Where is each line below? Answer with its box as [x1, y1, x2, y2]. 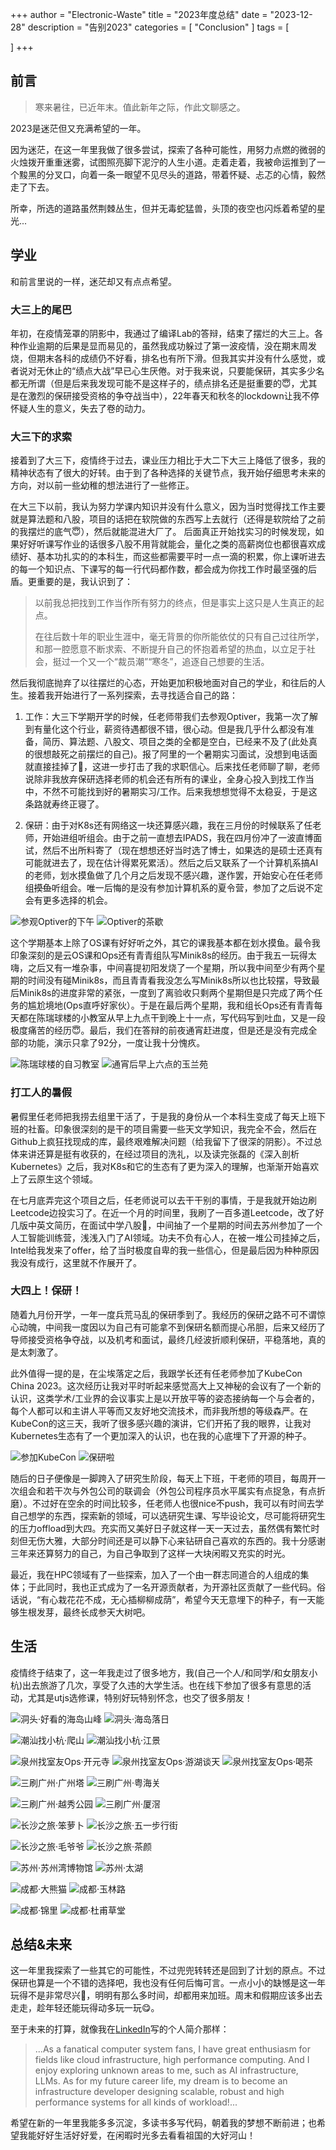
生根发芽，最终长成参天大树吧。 [18, 1606, 151, 1618]
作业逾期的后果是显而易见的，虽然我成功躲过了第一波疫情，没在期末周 [18, 339, 308, 352]
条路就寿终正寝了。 [24, 798, 105, 810]
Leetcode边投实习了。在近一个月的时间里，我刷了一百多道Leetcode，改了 [10, 1206, 316, 1218]
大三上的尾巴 [10, 303, 73, 317]
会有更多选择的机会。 [24, 894, 113, 907]
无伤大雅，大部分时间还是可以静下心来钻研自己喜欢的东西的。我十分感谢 [27, 1534, 326, 1547]
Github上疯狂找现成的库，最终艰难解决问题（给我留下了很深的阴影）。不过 [10, 1135, 314, 1147]
